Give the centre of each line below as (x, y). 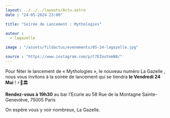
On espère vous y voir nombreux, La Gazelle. (53, 110)
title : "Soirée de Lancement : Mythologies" (54, 24)
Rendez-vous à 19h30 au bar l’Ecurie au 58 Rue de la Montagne (73, 94)
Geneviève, (17, 100)
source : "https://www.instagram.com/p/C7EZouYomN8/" (64, 57)
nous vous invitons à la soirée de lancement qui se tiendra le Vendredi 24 (83, 76)
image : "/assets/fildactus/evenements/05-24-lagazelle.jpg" (72, 47)
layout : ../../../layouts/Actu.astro (46, 10)
